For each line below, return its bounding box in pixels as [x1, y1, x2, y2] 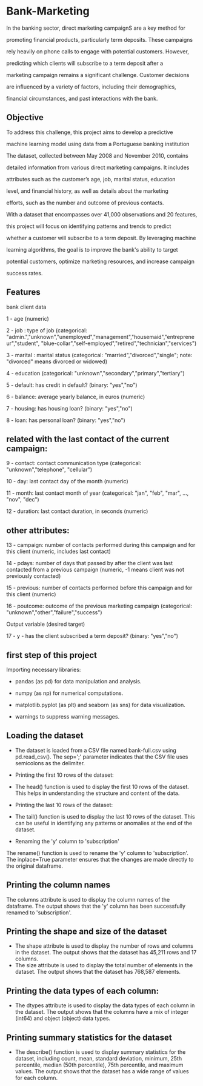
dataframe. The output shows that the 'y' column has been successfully [6, 902, 186, 910]
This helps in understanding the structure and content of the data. [15, 789, 180, 797]
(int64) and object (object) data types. [15, 1014, 111, 1022]
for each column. [15, 1074, 58, 1082]
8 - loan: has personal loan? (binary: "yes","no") [6, 417, 125, 424]
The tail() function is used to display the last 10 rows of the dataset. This [15, 813, 195, 820]
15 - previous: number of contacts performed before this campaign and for [6, 584, 193, 592]
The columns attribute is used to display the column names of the [6, 896, 170, 903]
